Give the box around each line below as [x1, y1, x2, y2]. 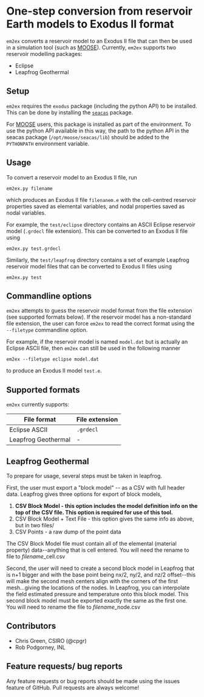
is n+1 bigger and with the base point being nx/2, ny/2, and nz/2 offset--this [6, 571, 196, 578]
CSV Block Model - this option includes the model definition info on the [15, 502, 198, 509]
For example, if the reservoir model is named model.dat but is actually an [6, 338, 188, 345]
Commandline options [6, 291, 92, 301]
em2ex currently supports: [6, 401, 70, 408]
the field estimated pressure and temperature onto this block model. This [6, 591, 189, 597]
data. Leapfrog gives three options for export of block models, [6, 491, 162, 498]
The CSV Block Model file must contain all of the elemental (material [6, 540, 177, 547]
